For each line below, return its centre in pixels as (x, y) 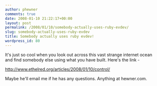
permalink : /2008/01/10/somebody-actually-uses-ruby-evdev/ (67, 28)
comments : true (20, 14)
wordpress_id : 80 (23, 41)
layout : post (18, 23)
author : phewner (21, 9)
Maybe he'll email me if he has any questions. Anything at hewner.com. (76, 78)
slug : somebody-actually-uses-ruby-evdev (47, 32)
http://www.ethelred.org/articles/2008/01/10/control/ (58, 69)
